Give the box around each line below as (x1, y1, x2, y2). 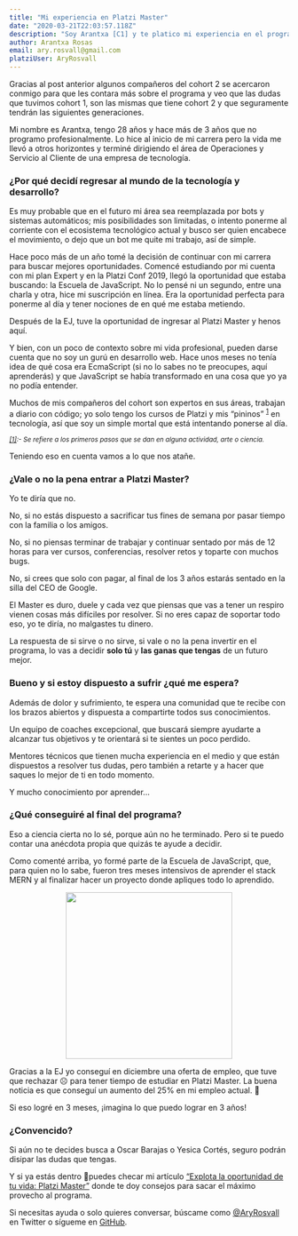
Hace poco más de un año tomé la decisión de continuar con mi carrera (9, 251, 271, 262)
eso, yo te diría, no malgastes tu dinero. (9, 618, 153, 629)
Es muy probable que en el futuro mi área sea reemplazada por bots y (9, 206, 264, 217)
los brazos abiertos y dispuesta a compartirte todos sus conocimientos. (9, 706, 271, 717)
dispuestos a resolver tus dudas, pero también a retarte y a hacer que (9, 760, 264, 770)
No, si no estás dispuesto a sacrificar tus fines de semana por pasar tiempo (9, 510, 286, 521)
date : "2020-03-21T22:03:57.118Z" (9, 21, 137, 30)
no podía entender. (9, 380, 78, 391)
